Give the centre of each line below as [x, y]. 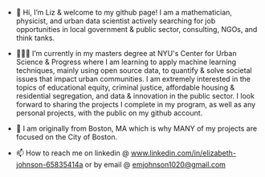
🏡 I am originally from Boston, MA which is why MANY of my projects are [137, 129]
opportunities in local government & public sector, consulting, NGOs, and [137, 29]
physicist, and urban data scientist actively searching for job [116, 21]
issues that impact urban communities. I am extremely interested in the [133, 79]
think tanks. [35, 38]
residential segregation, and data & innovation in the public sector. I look [135, 96]
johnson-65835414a [49, 165]
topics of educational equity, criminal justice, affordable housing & [125, 87]
